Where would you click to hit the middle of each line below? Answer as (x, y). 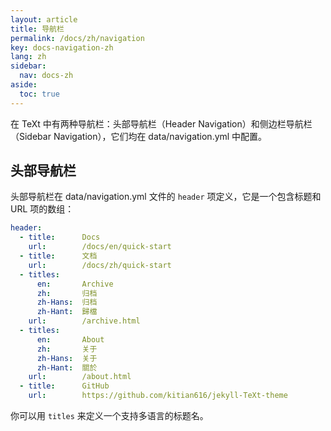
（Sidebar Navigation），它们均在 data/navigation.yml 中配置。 (139, 136)
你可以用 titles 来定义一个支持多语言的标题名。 (109, 416)
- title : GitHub (64, 386)
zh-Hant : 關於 (67, 367)
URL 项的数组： (42, 209)
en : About (70, 339)
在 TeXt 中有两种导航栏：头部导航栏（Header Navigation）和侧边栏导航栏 (161, 123)
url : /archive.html (84, 321)
